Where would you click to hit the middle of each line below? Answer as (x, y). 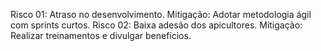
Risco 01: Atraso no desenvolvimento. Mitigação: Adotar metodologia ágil (161, 14)
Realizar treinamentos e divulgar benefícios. (101, 35)
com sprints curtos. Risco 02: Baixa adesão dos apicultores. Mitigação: (156, 25)
